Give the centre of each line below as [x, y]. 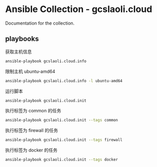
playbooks [22, 39]
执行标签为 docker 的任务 [31, 150]
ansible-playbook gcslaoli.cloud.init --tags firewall [64, 140]
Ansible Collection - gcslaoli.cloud [79, 9]
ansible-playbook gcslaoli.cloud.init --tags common [62, 120]
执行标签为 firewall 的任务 [32, 130]
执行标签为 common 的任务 [33, 111]
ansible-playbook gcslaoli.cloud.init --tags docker [62, 160]
